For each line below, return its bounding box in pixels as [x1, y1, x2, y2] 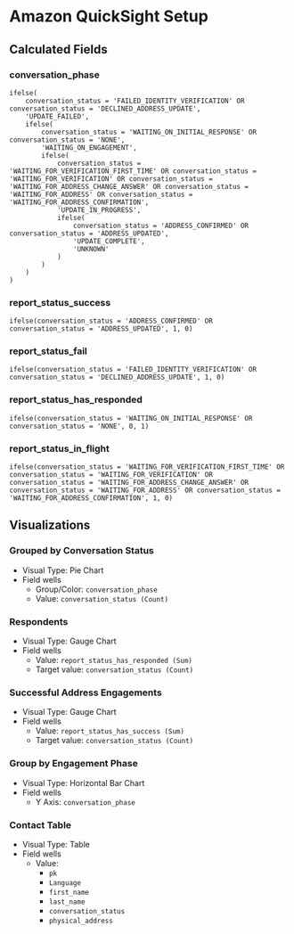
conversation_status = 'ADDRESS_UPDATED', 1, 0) [9, 324, 193, 333]
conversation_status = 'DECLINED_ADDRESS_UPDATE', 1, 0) [9, 373, 225, 382]
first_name [48, 888, 89, 897]
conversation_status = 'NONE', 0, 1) [9, 422, 150, 430]
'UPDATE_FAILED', [25, 111, 90, 121]
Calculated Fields [9, 42, 109, 57]
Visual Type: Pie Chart [21, 564, 104, 576]
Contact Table [9, 818, 72, 831]
